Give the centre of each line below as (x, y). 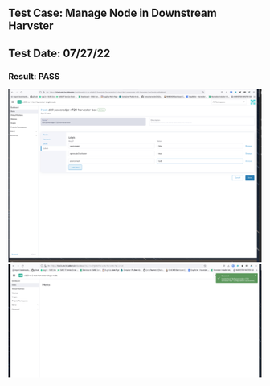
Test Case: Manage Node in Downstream (112, 13)
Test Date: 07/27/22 (59, 53)
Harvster (31, 26)
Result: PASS (34, 76)
